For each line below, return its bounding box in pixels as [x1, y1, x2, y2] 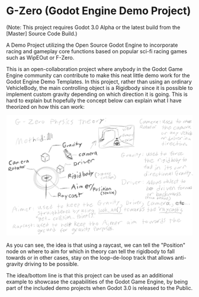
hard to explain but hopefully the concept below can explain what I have [6, 96, 182, 104]
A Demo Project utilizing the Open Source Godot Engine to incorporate [6, 41, 178, 49]
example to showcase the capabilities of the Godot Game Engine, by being [6, 278, 188, 285]
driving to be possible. [24, 260, 79, 267]
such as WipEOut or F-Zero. [6, 54, 75, 61]
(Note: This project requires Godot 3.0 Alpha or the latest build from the [6, 24, 181, 31]
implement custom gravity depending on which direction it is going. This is [6, 91, 188, 98]
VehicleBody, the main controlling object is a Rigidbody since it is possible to [6, 84, 193, 91]
